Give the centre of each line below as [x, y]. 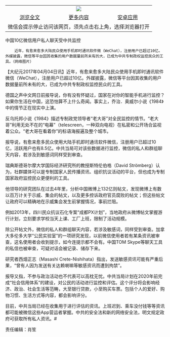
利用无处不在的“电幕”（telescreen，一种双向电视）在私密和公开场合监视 [87, 125]
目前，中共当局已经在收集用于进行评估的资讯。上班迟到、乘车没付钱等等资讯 [85, 306]
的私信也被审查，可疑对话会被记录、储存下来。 [54, 248]
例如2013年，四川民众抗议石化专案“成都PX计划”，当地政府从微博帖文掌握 [82, 212]
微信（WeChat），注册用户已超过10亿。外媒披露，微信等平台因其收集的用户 [83, 78]
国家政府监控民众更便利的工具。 [38, 178]
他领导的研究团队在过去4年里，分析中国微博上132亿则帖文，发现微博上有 [81, 189]
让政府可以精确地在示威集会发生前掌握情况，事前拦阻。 [63, 201]
